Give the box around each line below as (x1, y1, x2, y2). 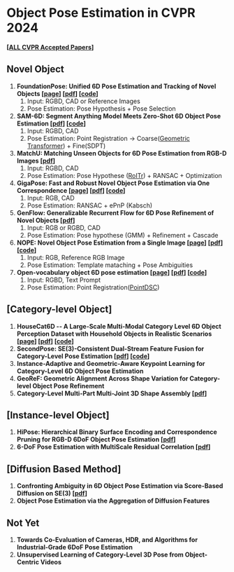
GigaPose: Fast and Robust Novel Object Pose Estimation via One (16, 179, 210, 187)
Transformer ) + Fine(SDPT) (27, 142, 106, 150)
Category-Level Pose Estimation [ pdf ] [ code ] (16, 352, 150, 360)
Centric (16, 558, 40, 566)
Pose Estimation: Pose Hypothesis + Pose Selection (27, 104, 176, 113)
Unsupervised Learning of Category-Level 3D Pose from (16, 550, 184, 559)
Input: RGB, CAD (27, 193, 75, 202)
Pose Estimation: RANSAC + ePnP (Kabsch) (27, 201, 153, 210)
